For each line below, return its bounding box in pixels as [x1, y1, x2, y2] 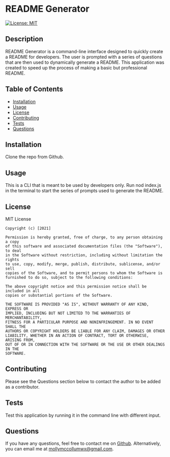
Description [5, 35, 43, 43]
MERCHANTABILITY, [5, 315, 42, 320]
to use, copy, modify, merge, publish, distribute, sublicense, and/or [5, 261, 160, 267]
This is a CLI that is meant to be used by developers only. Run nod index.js [5, 182, 161, 188]
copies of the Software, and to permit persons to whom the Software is [5, 271, 163, 276]
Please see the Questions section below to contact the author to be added [5, 378, 161, 384]
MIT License [5, 216, 32, 222]
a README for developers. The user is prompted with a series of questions [5, 54, 162, 60]
